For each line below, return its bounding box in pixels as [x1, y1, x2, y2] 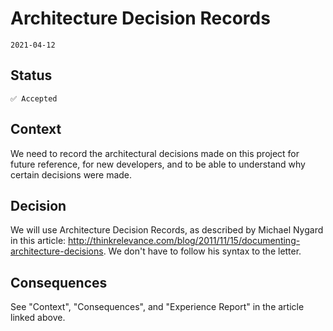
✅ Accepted [10, 93, 58, 104]
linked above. [10, 312, 66, 324]
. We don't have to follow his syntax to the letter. [103, 245, 302, 257]
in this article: [10, 235, 67, 247]
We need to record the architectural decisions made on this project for [10, 147, 300, 159]
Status [10, 67, 53, 84]
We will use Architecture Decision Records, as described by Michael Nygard [10, 224, 324, 236]
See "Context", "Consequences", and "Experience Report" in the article [10, 301, 305, 313]
